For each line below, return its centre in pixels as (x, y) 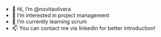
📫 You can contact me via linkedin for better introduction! (84, 28)
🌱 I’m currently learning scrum (49, 21)
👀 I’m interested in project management (61, 15)
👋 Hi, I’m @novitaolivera (41, 9)
